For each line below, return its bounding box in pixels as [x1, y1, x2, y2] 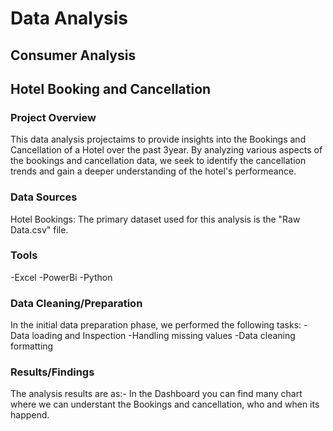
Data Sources [10, 190, 78, 204]
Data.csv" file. [10, 223, 69, 236]
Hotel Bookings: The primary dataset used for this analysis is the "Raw [10, 213, 301, 225]
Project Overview [10, 110, 97, 124]
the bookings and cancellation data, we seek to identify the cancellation [10, 155, 307, 167]
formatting [10, 340, 54, 352]
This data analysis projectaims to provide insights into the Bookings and [10, 133, 307, 146]
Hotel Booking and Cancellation [10, 80, 212, 97]
